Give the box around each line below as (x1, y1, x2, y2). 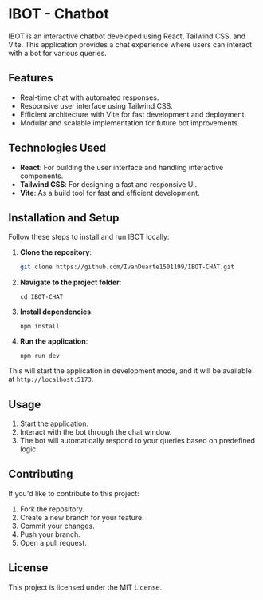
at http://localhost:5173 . (8, 375, 94, 384)
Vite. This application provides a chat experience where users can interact (8, 39, 253, 49)
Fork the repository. (19, 504, 85, 514)
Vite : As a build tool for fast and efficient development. (19, 188, 201, 197)
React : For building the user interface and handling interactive (19, 162, 224, 172)
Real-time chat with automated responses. (19, 93, 159, 102)
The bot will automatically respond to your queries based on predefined (19, 436, 256, 446)
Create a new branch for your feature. (19, 512, 145, 522)
